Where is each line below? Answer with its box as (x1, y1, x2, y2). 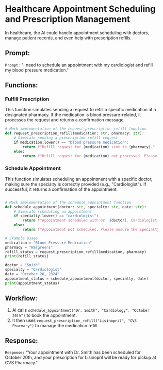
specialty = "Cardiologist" (5, 267, 62, 272)
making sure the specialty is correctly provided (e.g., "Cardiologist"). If (5, 181, 147, 187)
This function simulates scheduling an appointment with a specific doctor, (5, 176, 153, 182)
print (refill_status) (5, 254, 49, 259)
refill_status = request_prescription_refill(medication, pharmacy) (5, 249, 147, 254)
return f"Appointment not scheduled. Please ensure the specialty (22, 227, 160, 232)
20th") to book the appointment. (12, 312, 77, 318)
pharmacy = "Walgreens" (5, 245, 53, 250)
